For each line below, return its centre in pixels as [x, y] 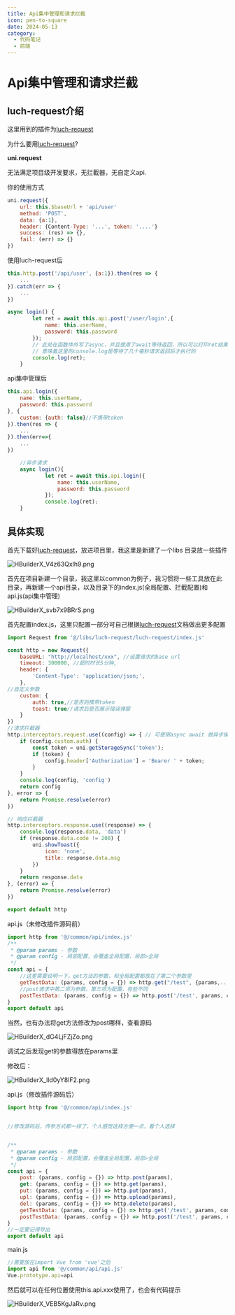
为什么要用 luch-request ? [43, 144]
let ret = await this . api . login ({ [95, 476]
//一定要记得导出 [29, 1230]
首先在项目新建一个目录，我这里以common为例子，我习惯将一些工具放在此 [115, 578]
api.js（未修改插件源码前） [45, 923]
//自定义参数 [23, 689]
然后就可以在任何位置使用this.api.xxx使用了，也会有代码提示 [94, 1289]
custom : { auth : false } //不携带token [72, 418]
